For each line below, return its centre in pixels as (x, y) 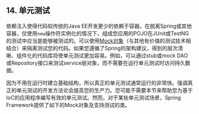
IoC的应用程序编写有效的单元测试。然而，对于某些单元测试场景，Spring (94, 97)
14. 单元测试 (28, 11)
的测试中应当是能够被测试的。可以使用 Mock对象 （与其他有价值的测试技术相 (99, 41)
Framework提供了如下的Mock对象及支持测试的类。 (68, 105)
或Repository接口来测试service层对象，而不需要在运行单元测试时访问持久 (96, 63)
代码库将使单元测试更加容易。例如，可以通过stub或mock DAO (113, 56)
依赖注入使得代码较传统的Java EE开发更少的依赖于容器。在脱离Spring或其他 (99, 26)
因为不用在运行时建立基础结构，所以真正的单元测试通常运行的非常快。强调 (97, 83)
